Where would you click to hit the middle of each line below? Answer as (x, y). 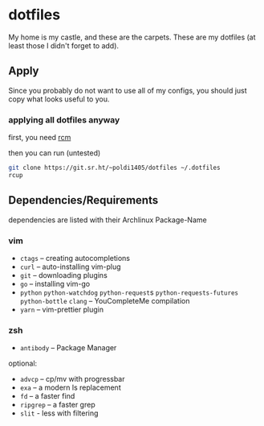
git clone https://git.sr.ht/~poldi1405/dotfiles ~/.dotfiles (114, 168)
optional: (23, 363)
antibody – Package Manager (68, 348)
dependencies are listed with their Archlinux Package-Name (108, 220)
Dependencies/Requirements (83, 200)
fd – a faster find (47, 396)
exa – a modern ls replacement (71, 387)
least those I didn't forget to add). (63, 45)
